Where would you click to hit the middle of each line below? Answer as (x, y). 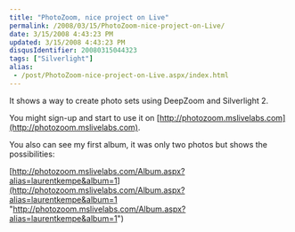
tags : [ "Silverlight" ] (51, 59)
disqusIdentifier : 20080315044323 (74, 51)
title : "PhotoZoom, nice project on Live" (89, 17)
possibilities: (32, 154)
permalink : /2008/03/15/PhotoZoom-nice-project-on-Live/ (117, 26)
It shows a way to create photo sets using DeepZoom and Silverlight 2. (139, 100)
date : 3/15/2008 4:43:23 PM (61, 34)
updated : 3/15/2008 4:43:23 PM (67, 42)
